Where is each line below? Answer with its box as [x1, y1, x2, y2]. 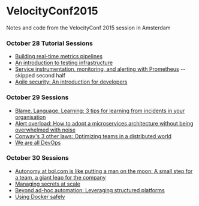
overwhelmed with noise [14, 126, 76, 133]
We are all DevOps [14, 139, 61, 146]
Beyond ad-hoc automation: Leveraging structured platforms [14, 186, 165, 193]
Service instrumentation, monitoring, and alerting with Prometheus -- [14, 65, 186, 73]
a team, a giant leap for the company [14, 174, 106, 181]
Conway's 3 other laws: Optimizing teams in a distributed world [14, 132, 172, 139]
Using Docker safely [14, 193, 65, 200]
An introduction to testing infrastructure [14, 59, 113, 67]
